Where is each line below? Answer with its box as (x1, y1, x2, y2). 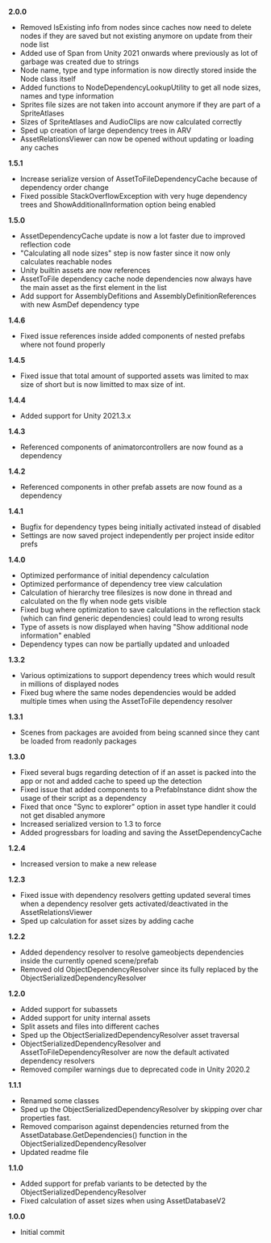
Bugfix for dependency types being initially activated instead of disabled (19, 522, 261, 532)
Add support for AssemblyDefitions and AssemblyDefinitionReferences (19, 291, 256, 301)
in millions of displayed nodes (19, 679, 119, 689)
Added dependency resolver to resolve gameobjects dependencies (19, 947, 244, 957)
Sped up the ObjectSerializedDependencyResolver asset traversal (19, 1030, 240, 1039)
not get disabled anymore (19, 811, 106, 820)
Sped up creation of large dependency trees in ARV (19, 125, 192, 135)
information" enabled (19, 630, 91, 640)
